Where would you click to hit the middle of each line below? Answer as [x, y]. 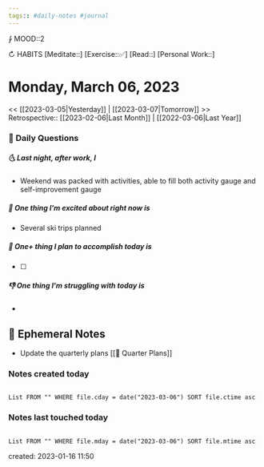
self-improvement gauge [60, 190]
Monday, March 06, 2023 [94, 87]
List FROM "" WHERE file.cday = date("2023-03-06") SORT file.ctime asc [132, 397]
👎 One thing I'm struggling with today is [77, 285]
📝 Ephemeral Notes [57, 334]
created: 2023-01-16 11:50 [51, 456]
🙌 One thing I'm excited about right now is [79, 208]
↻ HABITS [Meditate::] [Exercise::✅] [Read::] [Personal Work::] [112, 54]
